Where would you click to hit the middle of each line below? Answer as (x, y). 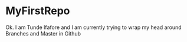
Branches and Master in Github (43, 33)
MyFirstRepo (38, 11)
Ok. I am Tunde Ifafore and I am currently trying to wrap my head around (93, 27)
